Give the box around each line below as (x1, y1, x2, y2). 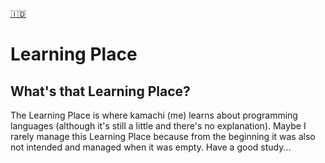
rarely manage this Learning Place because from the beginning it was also (10, 131, 316, 142)
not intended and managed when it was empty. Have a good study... (10, 141, 292, 153)
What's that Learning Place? (10, 83, 191, 100)
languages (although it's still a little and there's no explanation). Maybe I (10, 120, 307, 132)
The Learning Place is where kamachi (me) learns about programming (10, 109, 298, 121)
